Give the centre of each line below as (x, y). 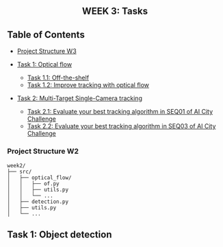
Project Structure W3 (47, 51)
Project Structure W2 (43, 152)
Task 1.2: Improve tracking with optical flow (88, 85)
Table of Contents (46, 35)
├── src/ (19, 172)
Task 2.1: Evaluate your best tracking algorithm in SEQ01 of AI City (120, 112)
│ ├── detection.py (38, 202)
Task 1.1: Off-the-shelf (58, 78)
